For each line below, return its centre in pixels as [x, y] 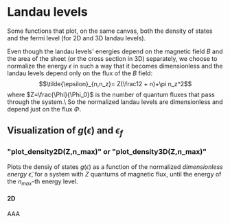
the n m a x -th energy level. [43, 182]
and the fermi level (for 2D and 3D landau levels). [77, 38]
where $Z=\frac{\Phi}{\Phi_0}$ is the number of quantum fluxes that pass [111, 94]
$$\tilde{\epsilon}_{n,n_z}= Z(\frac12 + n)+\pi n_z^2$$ [115, 83]
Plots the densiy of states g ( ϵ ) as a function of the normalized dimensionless [115, 167]
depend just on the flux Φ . [44, 109]
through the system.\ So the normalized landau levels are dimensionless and [115, 102]
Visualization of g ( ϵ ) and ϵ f [65, 131]
